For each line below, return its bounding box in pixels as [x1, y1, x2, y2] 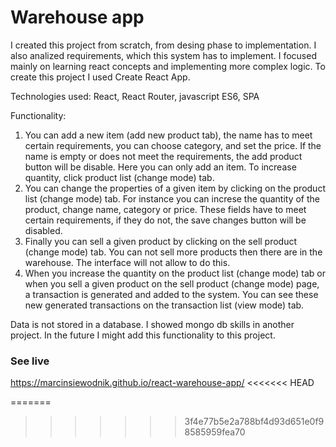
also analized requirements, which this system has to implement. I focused [10, 49, 317, 61]
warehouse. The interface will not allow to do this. [24, 256, 231, 268]
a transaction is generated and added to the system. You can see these [24, 288, 319, 300]
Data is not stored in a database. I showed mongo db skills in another [10, 318, 295, 330]
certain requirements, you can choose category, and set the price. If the [24, 139, 322, 151]
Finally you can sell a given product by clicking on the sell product [24, 235, 298, 247]
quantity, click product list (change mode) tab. [24, 171, 215, 183]
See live [10, 354, 50, 368]
